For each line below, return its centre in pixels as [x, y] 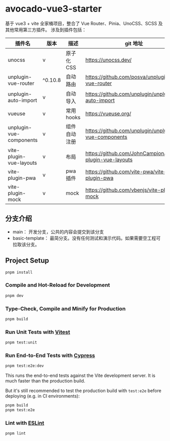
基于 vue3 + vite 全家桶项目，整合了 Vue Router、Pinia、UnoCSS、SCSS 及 [84, 23]
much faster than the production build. [45, 381]
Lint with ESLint [25, 423]
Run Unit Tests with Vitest [38, 332]
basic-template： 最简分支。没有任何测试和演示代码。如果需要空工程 [84, 238]
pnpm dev [14, 296]
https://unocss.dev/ [108, 60]
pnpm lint [16, 433]
